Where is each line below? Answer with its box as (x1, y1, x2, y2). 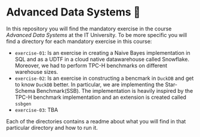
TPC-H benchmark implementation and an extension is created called (14, 94, 187, 101)
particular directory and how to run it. (6, 124, 99, 131)
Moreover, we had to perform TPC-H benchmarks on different (14, 62, 168, 69)
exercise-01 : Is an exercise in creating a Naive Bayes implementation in (14, 49, 190, 56)
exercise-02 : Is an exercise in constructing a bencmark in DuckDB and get (14, 74, 194, 82)
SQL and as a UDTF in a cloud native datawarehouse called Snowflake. (14, 55, 190, 63)
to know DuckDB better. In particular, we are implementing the (14, 80, 164, 88)
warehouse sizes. (14, 68, 59, 75)
